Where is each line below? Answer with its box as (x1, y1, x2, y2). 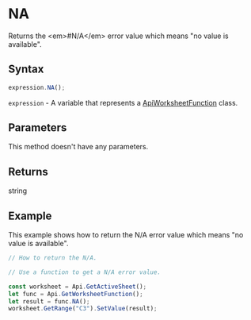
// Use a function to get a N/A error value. (8, 268, 161, 276)
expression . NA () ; (8, 83, 66, 91)
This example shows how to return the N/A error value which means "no (8, 230, 244, 240)
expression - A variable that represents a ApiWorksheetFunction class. (8, 98, 238, 107)
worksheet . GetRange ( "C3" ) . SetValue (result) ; (8, 305, 158, 313)
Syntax (8, 63, 44, 76)
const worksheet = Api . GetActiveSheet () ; (8, 283, 147, 291)
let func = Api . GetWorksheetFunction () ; (8, 290, 144, 298)
